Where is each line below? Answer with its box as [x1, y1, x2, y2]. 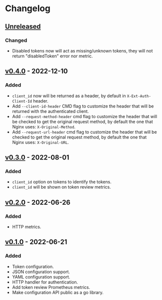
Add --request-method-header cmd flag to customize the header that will [12, 113, 157, 119]
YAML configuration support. [12, 274, 71, 280]
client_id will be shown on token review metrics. [12, 184, 111, 190]
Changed [5, 37, 28, 44]
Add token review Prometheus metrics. [12, 284, 90, 290]
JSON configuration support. [12, 268, 71, 275]
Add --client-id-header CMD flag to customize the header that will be [12, 103, 154, 109]
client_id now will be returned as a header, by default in [12, 93, 126, 99]
